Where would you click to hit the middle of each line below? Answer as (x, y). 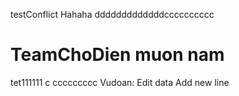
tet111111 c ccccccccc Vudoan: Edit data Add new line (120, 82)
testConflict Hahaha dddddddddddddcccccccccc (112, 14)
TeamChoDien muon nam (117, 55)
